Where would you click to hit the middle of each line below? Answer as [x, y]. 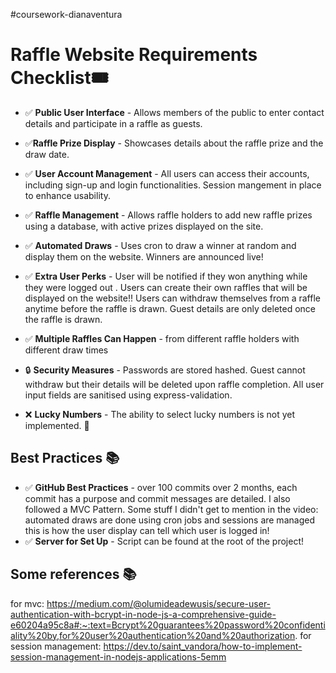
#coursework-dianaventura [66, 14]
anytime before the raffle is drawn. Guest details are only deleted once [170, 308]
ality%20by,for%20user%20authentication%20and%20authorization [153, 635]
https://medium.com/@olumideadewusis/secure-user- [159, 603]
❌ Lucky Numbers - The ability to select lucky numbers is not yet [160, 414]
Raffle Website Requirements [134, 55]
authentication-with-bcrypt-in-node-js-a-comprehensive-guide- [143, 614]
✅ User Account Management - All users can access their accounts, [167, 173]
